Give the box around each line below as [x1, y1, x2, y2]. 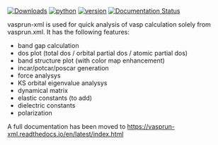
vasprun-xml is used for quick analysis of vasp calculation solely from [7, 20, 211, 28]
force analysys [17, 71, 62, 80]
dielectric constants [17, 101, 76, 109]
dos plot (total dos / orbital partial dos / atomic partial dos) [17, 49, 188, 57]
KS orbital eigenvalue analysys [17, 79, 108, 87]
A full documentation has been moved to [7, 122, 126, 130]
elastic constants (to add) [17, 94, 93, 102]
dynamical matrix [17, 87, 69, 94]
